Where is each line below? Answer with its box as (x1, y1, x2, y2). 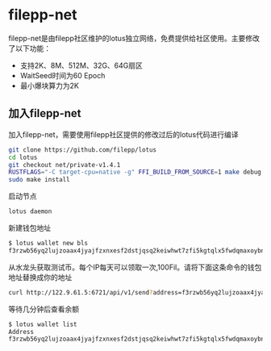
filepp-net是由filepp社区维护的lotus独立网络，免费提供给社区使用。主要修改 (8, 33, 261, 43)
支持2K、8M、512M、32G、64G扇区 (19, 61, 144, 70)
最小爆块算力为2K (19, 81, 79, 90)
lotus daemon (8, 207, 52, 215)
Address (8, 328, 35, 336)
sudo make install (8, 176, 70, 184)
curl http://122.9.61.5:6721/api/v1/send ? (8, 288, 153, 296)
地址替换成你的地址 (8, 272, 73, 282)
